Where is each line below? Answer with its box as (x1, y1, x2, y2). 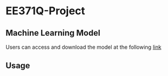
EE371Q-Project (5, 4, 85, 18)
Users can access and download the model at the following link (5, 43, 162, 50)
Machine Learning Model (5, 28, 100, 38)
